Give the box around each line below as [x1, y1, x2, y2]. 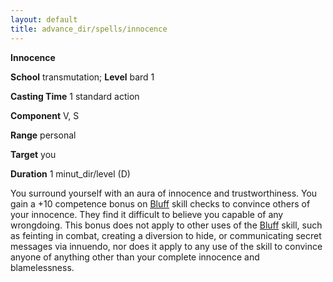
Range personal [10, 129, 77, 141]
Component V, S [10, 109, 80, 121]
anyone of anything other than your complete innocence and [10, 251, 260, 263]
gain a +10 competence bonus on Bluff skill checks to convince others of [10, 197, 311, 210]
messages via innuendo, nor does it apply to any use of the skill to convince [10, 240, 323, 252]
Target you [10, 148, 57, 160]
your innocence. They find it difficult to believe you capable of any [10, 208, 284, 220]
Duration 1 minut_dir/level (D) [10, 167, 131, 180]
